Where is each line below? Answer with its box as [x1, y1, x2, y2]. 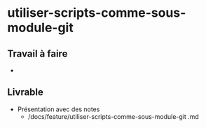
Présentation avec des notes [17, 105, 100, 113]
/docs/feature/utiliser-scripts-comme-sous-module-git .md [27, 112, 200, 120]
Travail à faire [7, 48, 68, 59]
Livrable [7, 86, 44, 99]
